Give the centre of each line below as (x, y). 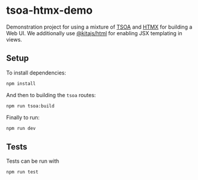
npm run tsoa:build (30, 106)
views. (14, 39)
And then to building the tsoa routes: (51, 95)
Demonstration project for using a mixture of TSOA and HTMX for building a (99, 27)
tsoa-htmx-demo (49, 10)
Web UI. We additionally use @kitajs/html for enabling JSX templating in (95, 33)
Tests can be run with (33, 161)
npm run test (22, 172)
